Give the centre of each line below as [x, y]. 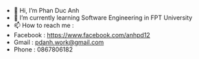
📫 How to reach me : [44, 25]
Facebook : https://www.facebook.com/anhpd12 [82, 35]
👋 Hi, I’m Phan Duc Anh [46, 11]
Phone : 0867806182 [43, 50]
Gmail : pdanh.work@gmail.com [59, 42]
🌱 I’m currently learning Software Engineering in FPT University [103, 18]
